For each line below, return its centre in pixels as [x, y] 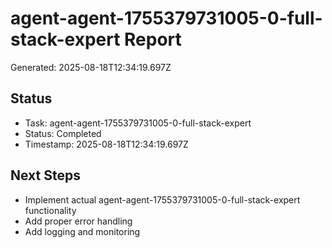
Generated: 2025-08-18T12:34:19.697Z [91, 67]
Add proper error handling [78, 221]
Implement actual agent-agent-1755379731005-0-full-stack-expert [162, 199]
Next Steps [45, 175]
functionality [50, 210]
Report [153, 39]
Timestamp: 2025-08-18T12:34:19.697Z [106, 144]
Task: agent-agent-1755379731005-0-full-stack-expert [138, 123]
